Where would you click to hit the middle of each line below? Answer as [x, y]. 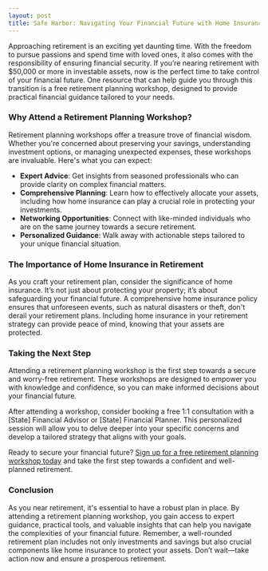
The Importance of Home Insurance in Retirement [106, 264]
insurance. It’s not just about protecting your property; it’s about [113, 290]
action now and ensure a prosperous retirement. [87, 558]
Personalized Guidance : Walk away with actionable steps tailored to [132, 235]
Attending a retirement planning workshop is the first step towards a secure [132, 371]
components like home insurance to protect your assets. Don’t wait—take [129, 550]
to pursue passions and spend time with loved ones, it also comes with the [131, 54]
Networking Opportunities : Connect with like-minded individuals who [135, 218]
